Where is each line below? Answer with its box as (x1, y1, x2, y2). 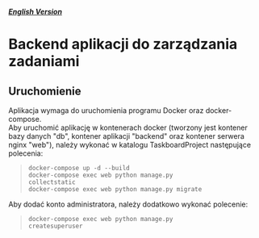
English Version (8, 7, 63, 16)
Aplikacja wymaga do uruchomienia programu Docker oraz (8, 106, 204, 115)
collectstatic (27, 178, 76, 186)
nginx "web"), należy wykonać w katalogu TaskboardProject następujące (8, 140, 252, 149)
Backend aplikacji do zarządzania (8, 35, 238, 53)
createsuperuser (27, 222, 83, 230)
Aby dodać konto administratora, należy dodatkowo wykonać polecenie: (8, 199, 249, 209)
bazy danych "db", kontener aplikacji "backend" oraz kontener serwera (8, 132, 244, 140)
